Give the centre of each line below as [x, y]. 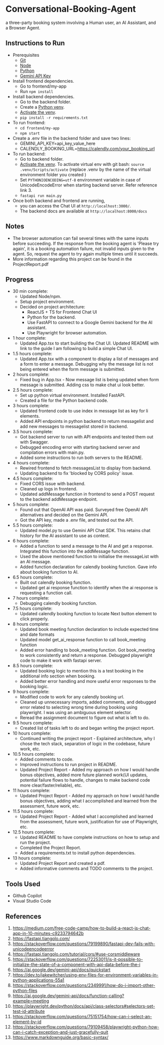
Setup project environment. [47, 302]
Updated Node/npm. [41, 297]
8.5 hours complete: [33, 666]
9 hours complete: [31, 692]
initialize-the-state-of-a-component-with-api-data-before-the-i [76, 964]
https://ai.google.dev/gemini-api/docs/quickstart [61, 970]
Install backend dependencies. [43, 96]
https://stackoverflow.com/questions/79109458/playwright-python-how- [86, 1027]
